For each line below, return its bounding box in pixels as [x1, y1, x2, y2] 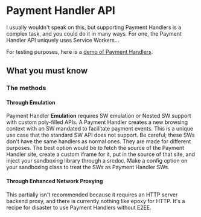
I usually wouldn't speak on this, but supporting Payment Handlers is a [6, 24, 182, 31]
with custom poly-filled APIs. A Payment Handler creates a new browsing [6, 118, 188, 126]
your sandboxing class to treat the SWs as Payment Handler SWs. [6, 164, 170, 171]
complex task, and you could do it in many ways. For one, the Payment [6, 30, 182, 37]
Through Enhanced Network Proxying [6, 178, 103, 185]
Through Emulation [6, 99, 56, 106]
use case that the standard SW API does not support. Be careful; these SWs [6, 131, 195, 139]
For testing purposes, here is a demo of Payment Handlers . [6, 48, 153, 55]
